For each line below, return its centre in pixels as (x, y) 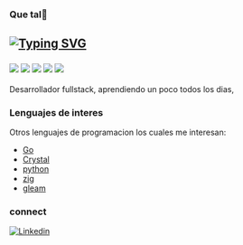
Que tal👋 (28, 14)
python (36, 169)
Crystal (36, 159)
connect (28, 212)
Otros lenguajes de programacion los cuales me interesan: (118, 132)
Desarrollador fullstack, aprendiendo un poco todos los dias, (122, 89)
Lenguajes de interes (56, 112)
